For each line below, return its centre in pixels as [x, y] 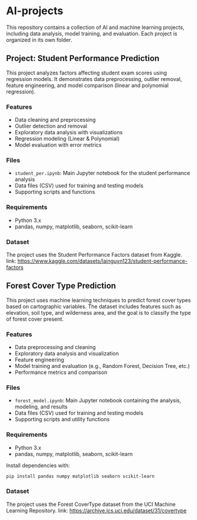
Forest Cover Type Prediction [61, 286]
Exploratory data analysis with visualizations [69, 133]
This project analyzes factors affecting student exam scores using [87, 73]
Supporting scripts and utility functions [62, 419]
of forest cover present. [35, 319]
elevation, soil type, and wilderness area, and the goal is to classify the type [98, 312]
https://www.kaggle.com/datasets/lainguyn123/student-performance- [103, 261]
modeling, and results [41, 407]
